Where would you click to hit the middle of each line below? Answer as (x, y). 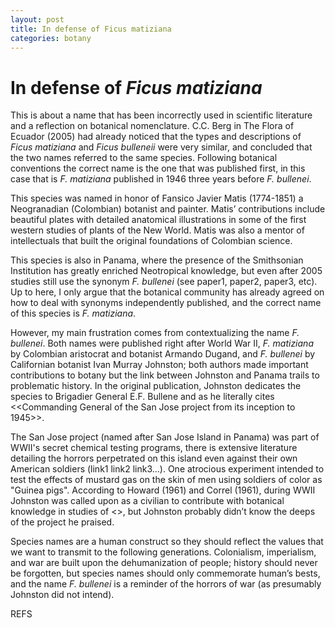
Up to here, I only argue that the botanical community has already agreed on (167, 292)
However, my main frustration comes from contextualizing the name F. (155, 333)
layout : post (37, 19)
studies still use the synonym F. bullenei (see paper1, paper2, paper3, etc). (164, 282)
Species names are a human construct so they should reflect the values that (167, 542)
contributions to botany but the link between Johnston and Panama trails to (165, 375)
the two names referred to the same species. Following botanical (144, 158)
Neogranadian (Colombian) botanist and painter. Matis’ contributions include (168, 209)
